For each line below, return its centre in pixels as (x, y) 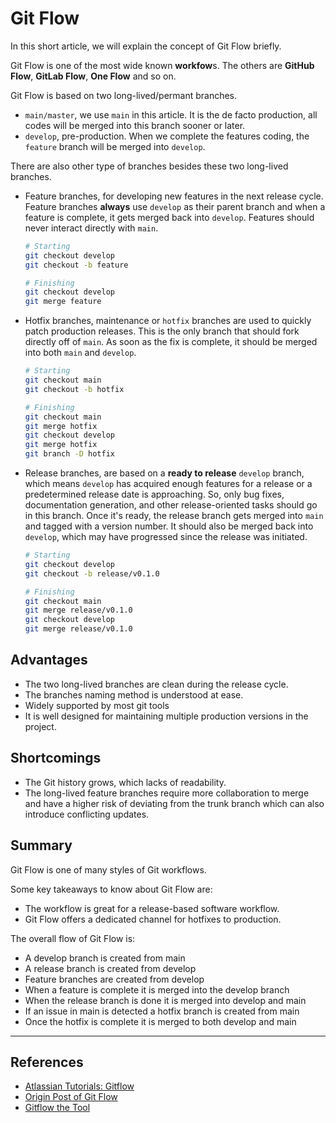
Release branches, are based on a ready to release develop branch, (164, 473)
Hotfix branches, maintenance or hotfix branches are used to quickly (168, 321)
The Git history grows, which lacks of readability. (125, 782)
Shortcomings (56, 758)
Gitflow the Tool (57, 1108)
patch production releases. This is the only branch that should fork (162, 331)
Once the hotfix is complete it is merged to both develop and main (160, 1021)
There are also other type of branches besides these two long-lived (149, 166)
